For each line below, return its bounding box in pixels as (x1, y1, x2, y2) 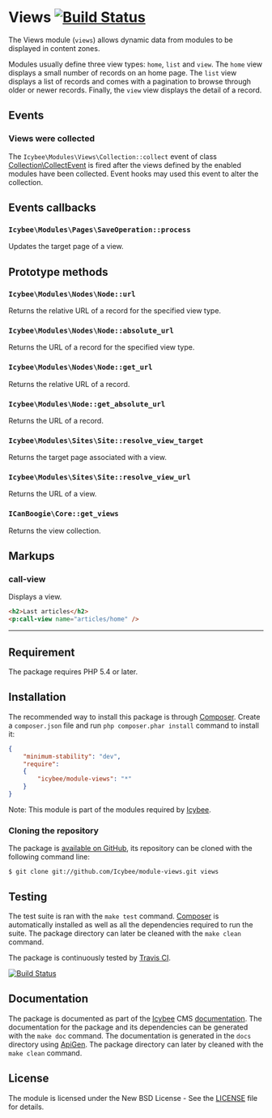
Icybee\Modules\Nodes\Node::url (8, 289, 136, 299)
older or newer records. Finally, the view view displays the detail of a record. (8, 85, 262, 95)
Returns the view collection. (8, 526, 101, 535)
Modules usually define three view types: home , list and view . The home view (8, 59, 263, 69)
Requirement (8, 645, 75, 659)
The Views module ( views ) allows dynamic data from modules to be (8, 35, 233, 45)
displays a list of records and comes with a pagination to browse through (8, 76, 252, 86)
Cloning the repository (8, 824, 99, 836)
